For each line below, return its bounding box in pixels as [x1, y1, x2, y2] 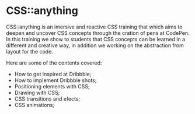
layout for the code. [6, 48, 54, 55]
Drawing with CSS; [14, 89, 60, 96]
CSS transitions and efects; [14, 95, 81, 102]
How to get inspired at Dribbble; [14, 70, 92, 77]
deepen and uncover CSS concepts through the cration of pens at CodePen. [6, 29, 190, 36]
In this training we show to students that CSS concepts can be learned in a [6, 35, 186, 42]
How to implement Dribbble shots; [14, 77, 97, 84]
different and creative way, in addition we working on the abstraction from [6, 42, 184, 49]
